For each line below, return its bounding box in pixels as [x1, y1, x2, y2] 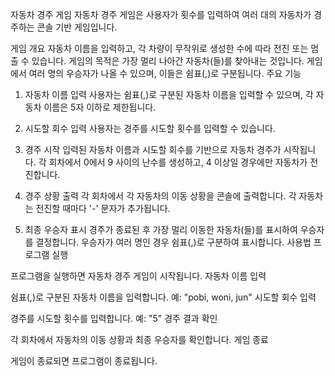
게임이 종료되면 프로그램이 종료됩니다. [10, 355, 158, 367]
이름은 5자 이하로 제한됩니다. [43, 101, 157, 113]
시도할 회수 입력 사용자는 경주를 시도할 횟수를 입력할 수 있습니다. [24, 123, 276, 134]
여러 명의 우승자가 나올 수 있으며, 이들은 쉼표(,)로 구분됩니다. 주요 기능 [28, 68, 302, 79]
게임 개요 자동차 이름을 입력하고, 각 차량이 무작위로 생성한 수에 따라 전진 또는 [10, 43, 309, 54]
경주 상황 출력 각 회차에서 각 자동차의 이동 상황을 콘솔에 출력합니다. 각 [24, 190, 297, 202]
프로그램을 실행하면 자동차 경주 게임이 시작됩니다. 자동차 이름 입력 [10, 270, 267, 282]
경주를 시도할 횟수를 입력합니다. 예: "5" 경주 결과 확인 [10, 313, 218, 324]
